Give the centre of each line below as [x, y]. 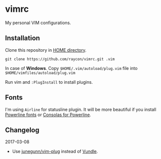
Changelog [22, 130]
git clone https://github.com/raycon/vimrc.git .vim [60, 59]
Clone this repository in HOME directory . [46, 50]
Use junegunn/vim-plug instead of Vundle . [55, 152]
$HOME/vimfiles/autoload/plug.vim [40, 73]
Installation [23, 38]
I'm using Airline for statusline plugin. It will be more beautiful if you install [81, 109]
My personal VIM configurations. [38, 23]
